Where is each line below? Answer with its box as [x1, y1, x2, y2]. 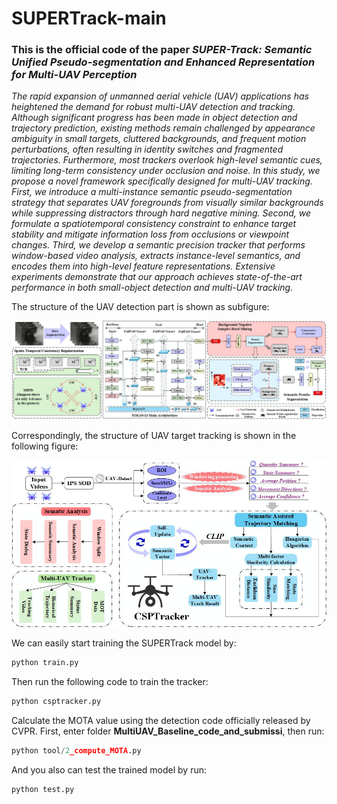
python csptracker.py [11, 696, 102, 706]
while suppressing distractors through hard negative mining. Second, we [11, 207, 312, 219]
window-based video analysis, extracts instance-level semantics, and [11, 250, 301, 262]
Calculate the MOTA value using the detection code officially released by [11, 714, 311, 726]
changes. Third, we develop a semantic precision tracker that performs [11, 239, 306, 251]
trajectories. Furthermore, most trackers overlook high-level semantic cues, [11, 154, 323, 166]
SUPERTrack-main [11, 7, 167, 30]
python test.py [11, 784, 75, 794]
